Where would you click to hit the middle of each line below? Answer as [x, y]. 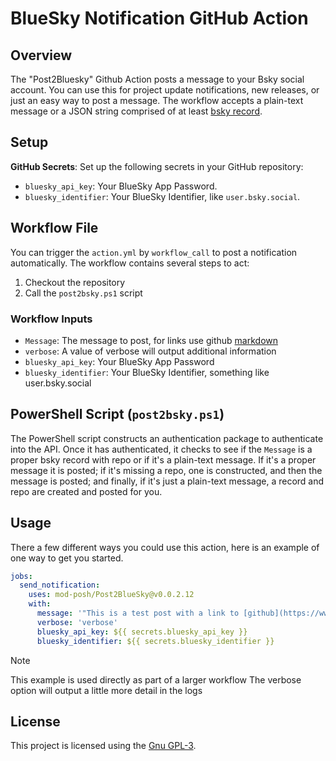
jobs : [21, 576]
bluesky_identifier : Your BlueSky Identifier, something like [147, 372]
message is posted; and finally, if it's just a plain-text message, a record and [167, 481]
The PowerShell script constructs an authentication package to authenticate [167, 438]
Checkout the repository [75, 282]
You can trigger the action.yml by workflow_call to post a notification [154, 252]
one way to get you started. [67, 558]
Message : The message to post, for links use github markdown [151, 340]
